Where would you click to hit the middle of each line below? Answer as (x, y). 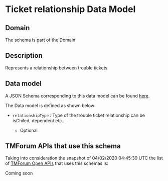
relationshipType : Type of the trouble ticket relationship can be (79, 115)
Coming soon (19, 173)
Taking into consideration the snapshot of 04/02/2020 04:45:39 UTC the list (84, 158)
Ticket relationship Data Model (70, 9)
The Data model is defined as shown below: (50, 105)
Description (24, 56)
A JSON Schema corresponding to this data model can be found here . (77, 96)
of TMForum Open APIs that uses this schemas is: (57, 163)
